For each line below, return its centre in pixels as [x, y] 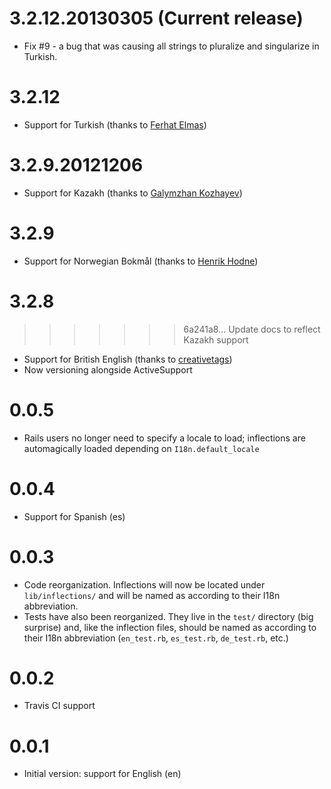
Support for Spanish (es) [74, 516]
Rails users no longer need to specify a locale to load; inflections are [164, 438]
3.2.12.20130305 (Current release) [156, 18]
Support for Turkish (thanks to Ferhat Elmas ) [115, 124]
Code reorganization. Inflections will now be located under [144, 584]
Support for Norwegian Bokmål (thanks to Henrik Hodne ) [141, 261]
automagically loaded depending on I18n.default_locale [141, 448]
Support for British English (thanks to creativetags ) [128, 359]
